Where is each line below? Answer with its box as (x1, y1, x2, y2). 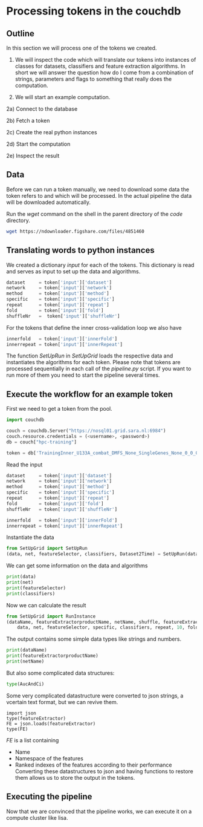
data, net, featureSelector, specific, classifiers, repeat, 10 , (17, 624, 185, 630)
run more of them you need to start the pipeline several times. (6, 371, 160, 379)
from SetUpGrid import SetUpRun (6, 546, 88, 552)
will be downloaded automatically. (6, 198, 91, 206)
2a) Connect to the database (6, 105, 78, 113)
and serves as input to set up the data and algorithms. (6, 267, 141, 275)
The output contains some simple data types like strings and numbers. (6, 635, 182, 642)
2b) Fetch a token (6, 117, 50, 124)
